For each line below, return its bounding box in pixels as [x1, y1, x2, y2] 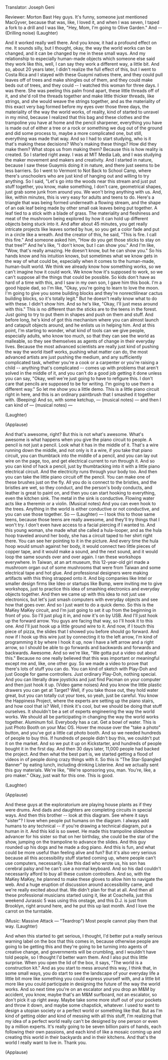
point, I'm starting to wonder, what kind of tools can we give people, [5, 328, 145, 333]
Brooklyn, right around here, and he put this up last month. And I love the [5, 903, 155, 908]
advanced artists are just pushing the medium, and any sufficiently [5, 354, 142, 360]
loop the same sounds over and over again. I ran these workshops [5, 554, 141, 560]
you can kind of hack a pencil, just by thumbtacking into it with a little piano [5, 464, 160, 469]
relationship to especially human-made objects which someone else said [5, 56, 155, 62]
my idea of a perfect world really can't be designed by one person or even [5, 1018, 158, 1024]
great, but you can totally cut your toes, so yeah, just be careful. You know [5, 692, 158, 698]
